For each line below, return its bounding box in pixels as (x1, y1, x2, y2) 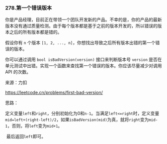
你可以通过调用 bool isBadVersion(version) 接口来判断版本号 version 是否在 (5, 56, 163, 63)
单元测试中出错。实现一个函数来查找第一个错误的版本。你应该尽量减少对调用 (5, 63, 162, 69)
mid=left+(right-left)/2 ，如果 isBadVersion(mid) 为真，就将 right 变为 (5, 117, 149, 123)
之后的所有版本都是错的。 (9, 29, 62, 35)
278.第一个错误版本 (5, 4, 52, 11)
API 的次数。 (5, 69, 31, 75)
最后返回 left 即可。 (6, 134, 46, 140)
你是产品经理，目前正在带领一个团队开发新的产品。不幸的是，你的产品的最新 (5, 16, 162, 23)
